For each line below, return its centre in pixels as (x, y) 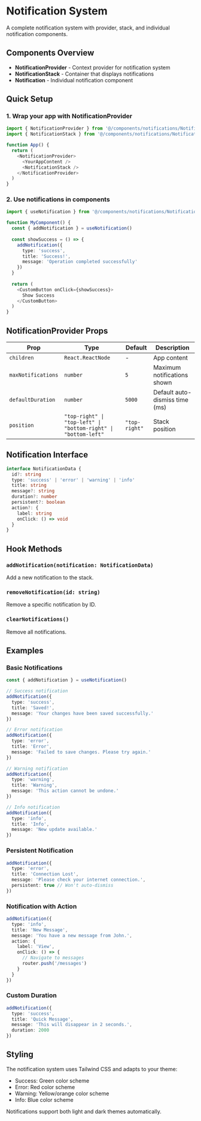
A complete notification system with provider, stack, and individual (88, 28)
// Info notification (33, 807)
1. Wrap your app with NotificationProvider (69, 116)
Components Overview (50, 53)
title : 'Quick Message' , (42, 1019)
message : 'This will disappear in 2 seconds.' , (72, 1025)
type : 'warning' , (33, 780)
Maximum (167, 367)
